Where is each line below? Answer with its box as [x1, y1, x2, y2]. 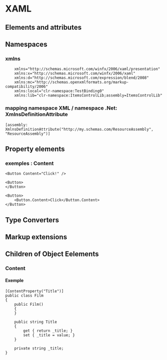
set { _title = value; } [23, 332, 75, 337]
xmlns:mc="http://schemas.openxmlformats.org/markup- [14, 80, 129, 85]
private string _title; [14, 345, 64, 351]
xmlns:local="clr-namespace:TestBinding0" [14, 88, 104, 94]
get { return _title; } [23, 328, 73, 333]
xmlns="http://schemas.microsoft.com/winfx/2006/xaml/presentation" [14, 66, 160, 72]
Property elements [5, 144, 65, 153]
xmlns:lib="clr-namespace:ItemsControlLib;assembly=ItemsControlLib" [14, 93, 163, 98]
